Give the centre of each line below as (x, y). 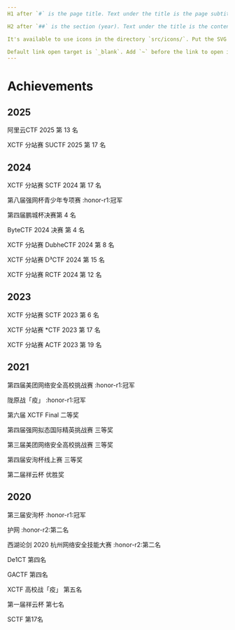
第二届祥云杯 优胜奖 (36, 474)
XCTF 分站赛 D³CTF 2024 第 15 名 (56, 260)
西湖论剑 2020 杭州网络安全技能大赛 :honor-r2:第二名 (84, 544)
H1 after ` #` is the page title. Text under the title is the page (108, 14)
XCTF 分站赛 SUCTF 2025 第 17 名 (57, 145)
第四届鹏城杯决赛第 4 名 (42, 215)
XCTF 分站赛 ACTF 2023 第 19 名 (55, 344)
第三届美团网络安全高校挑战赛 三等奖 (60, 444)
